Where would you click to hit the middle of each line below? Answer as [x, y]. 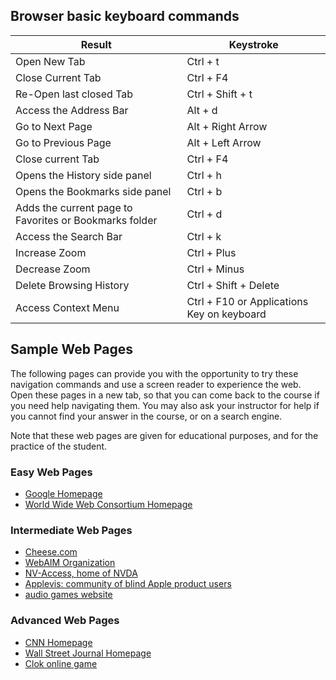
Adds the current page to [74, 207]
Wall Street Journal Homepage [88, 653]
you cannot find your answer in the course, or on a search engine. [146, 416]
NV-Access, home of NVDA [81, 573]
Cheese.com [51, 552]
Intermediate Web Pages [71, 530]
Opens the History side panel [83, 175]
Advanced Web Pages [65, 621]
